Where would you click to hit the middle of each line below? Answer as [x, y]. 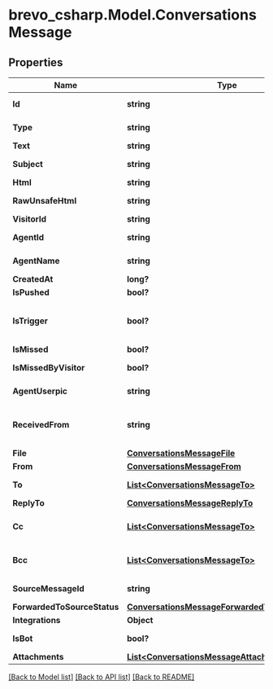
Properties [36, 62]
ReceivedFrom [41, 425]
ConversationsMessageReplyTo [190, 503]
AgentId [28, 237]
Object [140, 620]
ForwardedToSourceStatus [66, 607]
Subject [28, 164]
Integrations [37, 620]
